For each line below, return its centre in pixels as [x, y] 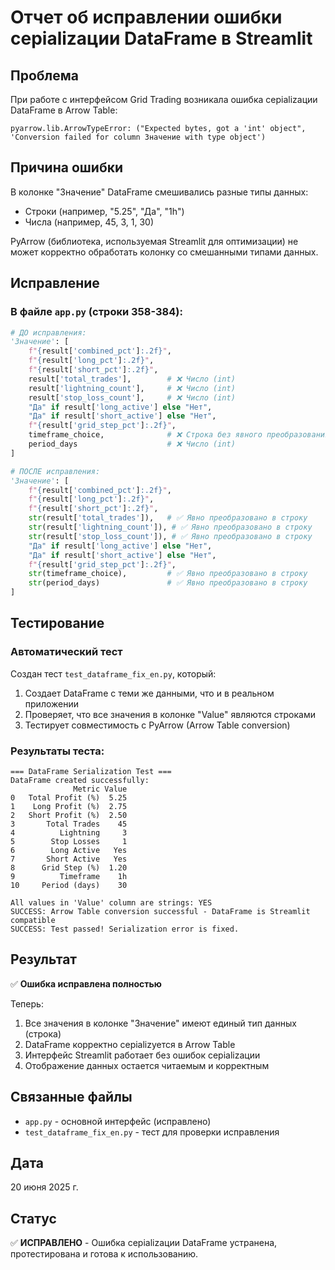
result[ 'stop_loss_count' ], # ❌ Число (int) [132, 397]
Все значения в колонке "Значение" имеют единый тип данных [160, 1023]
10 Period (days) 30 [69, 885]
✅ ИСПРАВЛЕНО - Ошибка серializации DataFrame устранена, [144, 1243]
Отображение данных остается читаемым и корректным [147, 1065]
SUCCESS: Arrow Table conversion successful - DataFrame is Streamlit [160, 911]
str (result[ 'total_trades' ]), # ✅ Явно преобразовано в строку [168, 518]
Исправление [55, 283]
